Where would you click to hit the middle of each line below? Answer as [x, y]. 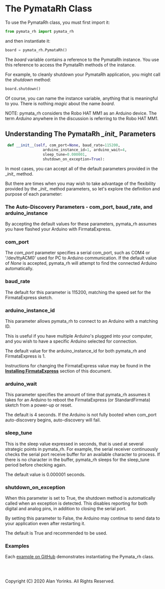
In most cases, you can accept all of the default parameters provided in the [82, 169]
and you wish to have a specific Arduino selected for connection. [71, 341]
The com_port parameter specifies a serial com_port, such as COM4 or [78, 253]
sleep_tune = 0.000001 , [65, 155]
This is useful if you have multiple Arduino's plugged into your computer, [79, 336]
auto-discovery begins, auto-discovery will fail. [53, 420]
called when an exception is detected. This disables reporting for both [76, 503]
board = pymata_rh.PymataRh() [36, 50]
